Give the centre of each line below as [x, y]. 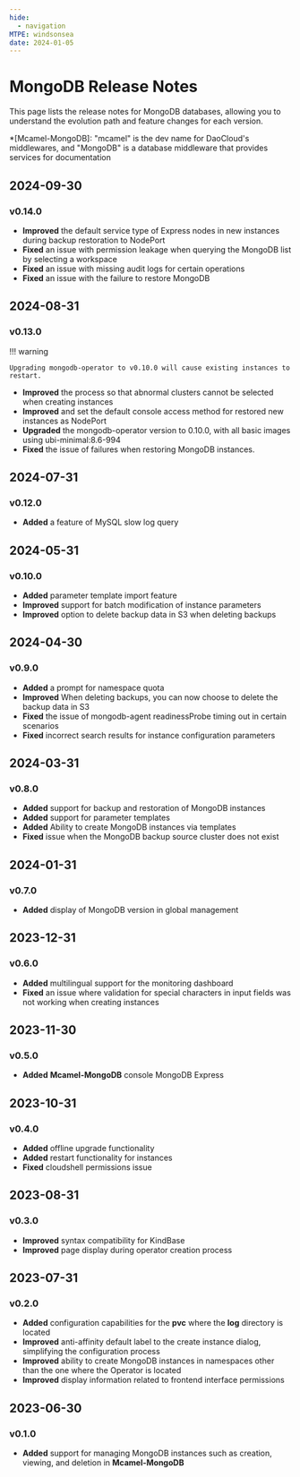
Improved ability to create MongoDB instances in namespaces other [148, 1361]
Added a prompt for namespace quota [93, 687]
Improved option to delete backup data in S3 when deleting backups [149, 614]
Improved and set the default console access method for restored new [153, 411]
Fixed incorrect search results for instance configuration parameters [149, 735]
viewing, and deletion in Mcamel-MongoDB [103, 1463]
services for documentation [60, 158]
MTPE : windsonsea [42, 34]
